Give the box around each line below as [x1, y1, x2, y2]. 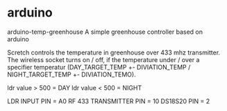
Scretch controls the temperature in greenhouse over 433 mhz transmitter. [7, 48, 221, 57]
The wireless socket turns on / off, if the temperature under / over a [7, 55, 200, 63]
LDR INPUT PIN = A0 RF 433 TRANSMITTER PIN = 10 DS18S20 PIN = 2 [7, 97, 210, 105]
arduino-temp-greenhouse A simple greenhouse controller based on [7, 28, 203, 36]
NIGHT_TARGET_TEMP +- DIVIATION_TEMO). [7, 70, 137, 79]
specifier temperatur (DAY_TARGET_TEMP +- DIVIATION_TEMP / [7, 63, 191, 71]
